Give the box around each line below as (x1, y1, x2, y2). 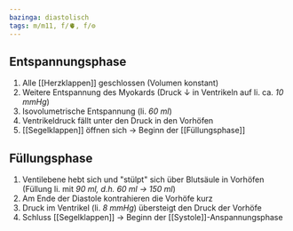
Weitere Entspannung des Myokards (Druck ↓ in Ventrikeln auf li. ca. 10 (21, 87, 284, 98)
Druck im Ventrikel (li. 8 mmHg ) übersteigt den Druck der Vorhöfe (21, 203, 262, 213)
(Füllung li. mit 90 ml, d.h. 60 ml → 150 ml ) (21, 184, 176, 195)
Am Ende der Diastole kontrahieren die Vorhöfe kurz (21, 193, 213, 204)
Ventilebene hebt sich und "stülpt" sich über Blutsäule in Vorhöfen (21, 174, 265, 185)
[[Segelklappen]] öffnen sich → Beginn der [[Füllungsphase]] (21, 125, 246, 136)
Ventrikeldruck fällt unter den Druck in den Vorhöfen (21, 115, 214, 126)
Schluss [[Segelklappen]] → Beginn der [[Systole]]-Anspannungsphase (21, 212, 283, 223)
